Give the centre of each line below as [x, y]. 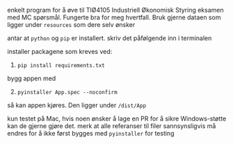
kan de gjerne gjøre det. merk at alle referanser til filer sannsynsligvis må [112, 126]
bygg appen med [32, 78]
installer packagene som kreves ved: [60, 52]
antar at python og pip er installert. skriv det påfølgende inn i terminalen [110, 38]
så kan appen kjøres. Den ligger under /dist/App [77, 105]
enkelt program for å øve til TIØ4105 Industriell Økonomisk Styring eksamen [115, 10]
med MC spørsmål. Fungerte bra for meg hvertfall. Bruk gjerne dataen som [114, 17]
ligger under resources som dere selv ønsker [71, 25]
